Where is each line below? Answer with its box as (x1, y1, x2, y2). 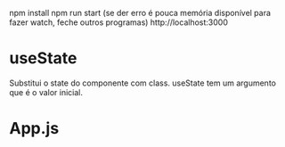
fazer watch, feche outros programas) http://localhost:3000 (9, 17, 229, 28)
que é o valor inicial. (9, 86, 83, 97)
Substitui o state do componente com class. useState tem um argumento (9, 78, 276, 88)
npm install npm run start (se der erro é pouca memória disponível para (9, 8, 272, 18)
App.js (9, 118, 60, 139)
